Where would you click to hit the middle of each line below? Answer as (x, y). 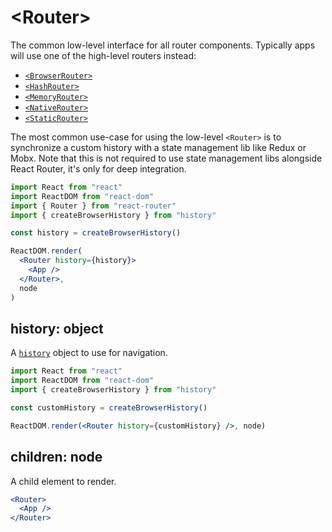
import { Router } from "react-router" (93, 206)
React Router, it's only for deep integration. (98, 168)
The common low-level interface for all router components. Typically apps (163, 45)
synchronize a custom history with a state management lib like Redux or (158, 147)
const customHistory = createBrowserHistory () (109, 408)
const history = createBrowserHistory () (96, 233)
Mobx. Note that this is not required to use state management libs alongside (166, 158)
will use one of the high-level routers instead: (103, 55)
